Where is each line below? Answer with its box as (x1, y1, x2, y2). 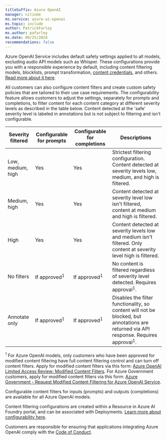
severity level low (112, 194, 153, 201)
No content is (112, 260, 144, 267)
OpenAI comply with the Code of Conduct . (5, 429, 92, 435)
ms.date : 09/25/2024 (5, 35, 48, 40)
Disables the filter (112, 294, 153, 301)
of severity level (112, 273, 150, 280)
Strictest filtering (112, 148, 152, 155)
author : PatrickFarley (5, 26, 52, 31)
